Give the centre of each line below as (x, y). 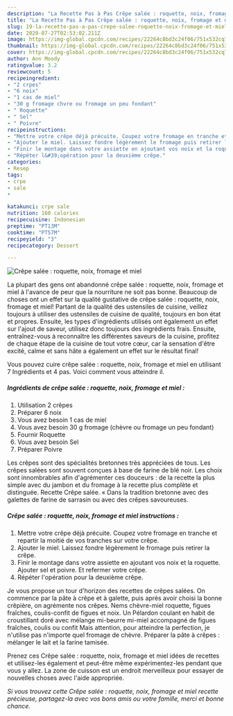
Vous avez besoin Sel (48, 442)
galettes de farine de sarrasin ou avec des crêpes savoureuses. (98, 500)
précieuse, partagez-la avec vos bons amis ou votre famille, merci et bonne (115, 699)
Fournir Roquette (41, 435)
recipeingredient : (34, 78)
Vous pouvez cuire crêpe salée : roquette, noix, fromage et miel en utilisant (114, 364)
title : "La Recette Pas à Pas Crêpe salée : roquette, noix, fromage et (114, 20)
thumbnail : (23, 46)
